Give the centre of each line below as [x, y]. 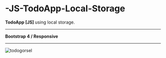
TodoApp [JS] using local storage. [40, 22]
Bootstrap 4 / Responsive [32, 36]
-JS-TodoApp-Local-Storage [65, 9]
